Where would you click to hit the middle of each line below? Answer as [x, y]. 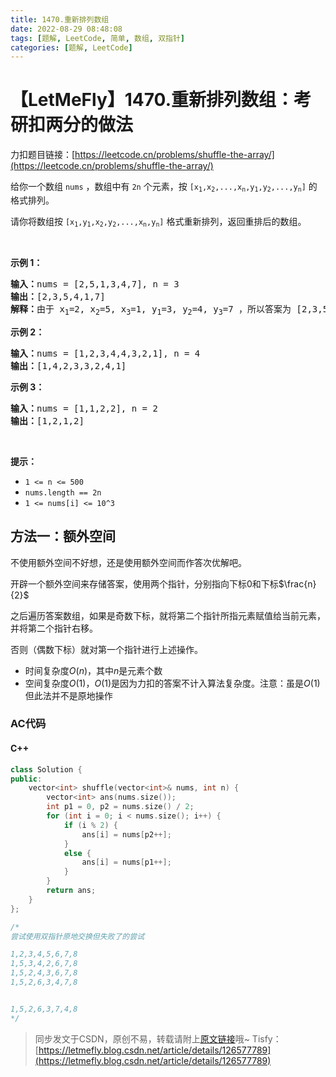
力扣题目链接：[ [43, 155]
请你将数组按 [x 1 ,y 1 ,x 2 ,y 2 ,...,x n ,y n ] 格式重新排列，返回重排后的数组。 [158, 221]
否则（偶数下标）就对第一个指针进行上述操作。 [106, 649]
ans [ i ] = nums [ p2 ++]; [126, 834]
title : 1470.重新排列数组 [60, 19]
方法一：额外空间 [63, 536]
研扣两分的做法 [72, 125]
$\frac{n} [297, 583]
